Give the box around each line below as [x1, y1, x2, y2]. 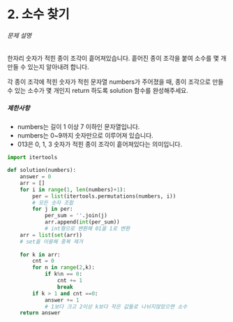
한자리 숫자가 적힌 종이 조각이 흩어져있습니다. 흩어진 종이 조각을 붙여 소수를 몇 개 [7, 54, 227, 63]
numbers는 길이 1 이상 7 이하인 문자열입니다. [17, 123, 140, 131]
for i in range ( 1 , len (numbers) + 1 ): [20, 186, 127, 193]
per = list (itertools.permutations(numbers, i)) [32, 193, 176, 200]
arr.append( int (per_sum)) [44, 219, 120, 226]
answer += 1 [44, 296, 80, 304]
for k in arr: [20, 251, 61, 258]
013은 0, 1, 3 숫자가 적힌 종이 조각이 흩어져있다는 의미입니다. [17, 140, 183, 149]
